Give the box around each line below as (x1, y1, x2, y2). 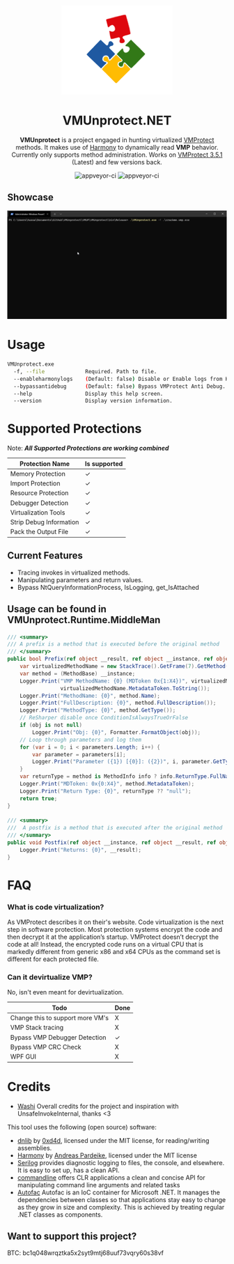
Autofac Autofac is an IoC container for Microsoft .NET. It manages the (17, 1188, 221, 1196)
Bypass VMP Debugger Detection (10, 1033, 107, 1041)
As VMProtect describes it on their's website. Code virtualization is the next (7, 918, 224, 926)
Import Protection (10, 479, 61, 487)
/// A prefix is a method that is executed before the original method (7, 641, 219, 648)
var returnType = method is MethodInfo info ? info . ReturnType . (19, 773, 210, 780)
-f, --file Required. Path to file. (13, 368, 157, 375)
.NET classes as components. (17, 1210, 103, 1219)
